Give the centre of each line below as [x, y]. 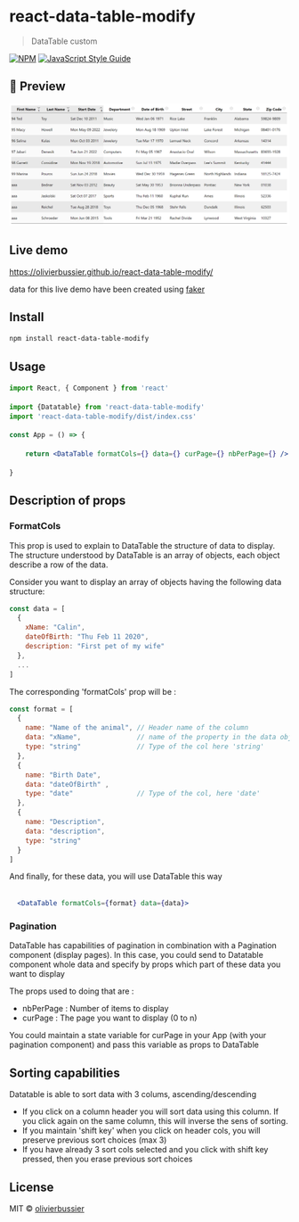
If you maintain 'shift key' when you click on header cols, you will [141, 1131]
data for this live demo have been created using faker [107, 289]
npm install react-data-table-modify [79, 339]
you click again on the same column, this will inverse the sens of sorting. [155, 1121]
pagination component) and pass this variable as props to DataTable [134, 1044]
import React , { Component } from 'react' [89, 388]
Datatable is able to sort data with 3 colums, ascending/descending [133, 1094]
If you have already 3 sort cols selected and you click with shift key [145, 1150]
